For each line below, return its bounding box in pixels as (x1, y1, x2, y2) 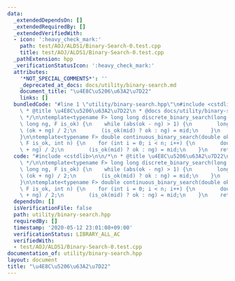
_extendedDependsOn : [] (13, 17, 83, 24)
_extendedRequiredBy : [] (13, 23, 86, 30)
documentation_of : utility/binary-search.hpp (7, 250, 142, 257)
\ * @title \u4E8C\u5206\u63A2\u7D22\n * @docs (20, 107, 161, 114)
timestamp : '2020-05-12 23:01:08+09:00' (13, 224, 133, 231)
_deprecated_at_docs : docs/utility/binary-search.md (20, 82, 177, 89)
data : (7, 10, 23, 17)
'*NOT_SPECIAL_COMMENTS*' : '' (20, 75, 108, 82)
